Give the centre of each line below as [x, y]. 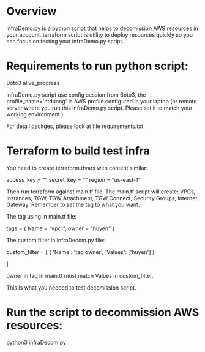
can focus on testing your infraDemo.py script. [65, 41]
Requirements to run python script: [97, 66]
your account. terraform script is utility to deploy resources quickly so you [99, 34]
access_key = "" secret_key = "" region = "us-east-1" [73, 179]
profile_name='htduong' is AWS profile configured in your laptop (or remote [102, 101]
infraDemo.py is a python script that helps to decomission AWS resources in [102, 28]
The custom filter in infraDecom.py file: [56, 240]
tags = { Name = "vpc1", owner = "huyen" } [61, 228]
